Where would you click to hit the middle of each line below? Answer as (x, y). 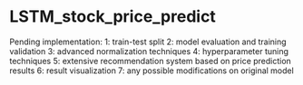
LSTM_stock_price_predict (112, 17)
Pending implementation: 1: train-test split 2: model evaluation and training (148, 42)
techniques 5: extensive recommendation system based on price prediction (151, 61)
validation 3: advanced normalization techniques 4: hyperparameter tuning (149, 51)
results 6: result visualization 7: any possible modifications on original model (152, 71)
